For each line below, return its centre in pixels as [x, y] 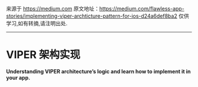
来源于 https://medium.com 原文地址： [53, 9]
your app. [18, 78]
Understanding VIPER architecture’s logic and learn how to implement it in [98, 71]
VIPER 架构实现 [43, 55]
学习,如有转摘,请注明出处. [37, 23]
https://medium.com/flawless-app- [142, 9]
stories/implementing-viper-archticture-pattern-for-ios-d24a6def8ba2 [92, 16]
